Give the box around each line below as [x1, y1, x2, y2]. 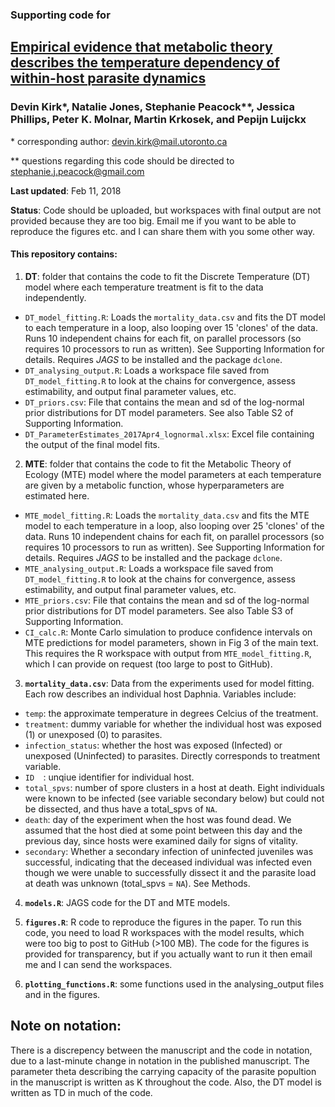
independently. [24, 291, 87, 303]
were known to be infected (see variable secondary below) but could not [24, 792, 325, 804]
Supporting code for [10, 8, 111, 22]
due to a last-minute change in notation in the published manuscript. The [10, 1054, 310, 1067]
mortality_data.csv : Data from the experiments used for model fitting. [24, 677, 315, 689]
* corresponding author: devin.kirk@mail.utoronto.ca [10, 135, 228, 147]
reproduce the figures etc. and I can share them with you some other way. [10, 225, 316, 237]
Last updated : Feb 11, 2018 [10, 184, 122, 197]
